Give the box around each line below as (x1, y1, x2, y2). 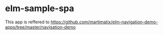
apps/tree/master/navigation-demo (5, 24, 76, 30)
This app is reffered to (5, 19, 50, 25)
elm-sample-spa (5, 3, 74, 14)
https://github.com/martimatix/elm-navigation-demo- (50, 19, 158, 25)
